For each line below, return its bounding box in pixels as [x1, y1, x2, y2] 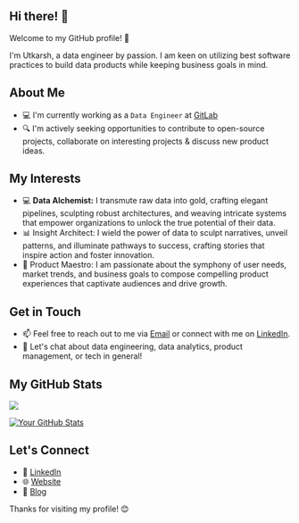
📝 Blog [21, 486, 47, 496]
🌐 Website [21, 476, 62, 486]
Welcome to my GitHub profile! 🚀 [9, 32, 129, 43]
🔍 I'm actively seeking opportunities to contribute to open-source [21, 122, 265, 134]
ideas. [21, 145, 46, 156]
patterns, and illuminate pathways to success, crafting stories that [21, 240, 265, 251]
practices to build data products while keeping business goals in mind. [9, 59, 269, 70]
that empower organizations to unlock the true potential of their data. [21, 218, 276, 228]
